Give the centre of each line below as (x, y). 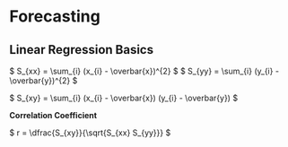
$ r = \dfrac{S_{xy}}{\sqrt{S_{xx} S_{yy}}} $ (90, 133)
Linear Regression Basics (82, 50)
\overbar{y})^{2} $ (44, 81)
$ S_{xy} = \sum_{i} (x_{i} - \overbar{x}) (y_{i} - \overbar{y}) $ (124, 98)
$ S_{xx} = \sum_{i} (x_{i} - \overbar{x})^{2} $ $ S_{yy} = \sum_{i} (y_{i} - (144, 71)
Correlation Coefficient (53, 115)
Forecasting (55, 17)
